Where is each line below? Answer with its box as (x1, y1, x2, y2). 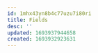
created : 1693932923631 (7, 36, 76, 43)
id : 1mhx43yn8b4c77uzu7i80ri (7, 10, 92, 17)
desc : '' (7, 23, 33, 30)
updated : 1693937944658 (7, 29, 76, 36)
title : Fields (7, 17, 49, 23)
